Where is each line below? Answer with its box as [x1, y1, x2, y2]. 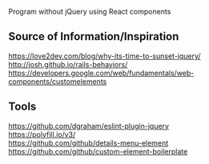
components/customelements [8, 76, 107, 86]
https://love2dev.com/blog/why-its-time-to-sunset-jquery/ [8, 51, 202, 61]
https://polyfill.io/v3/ [8, 130, 76, 139]
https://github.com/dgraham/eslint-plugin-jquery [8, 121, 170, 130]
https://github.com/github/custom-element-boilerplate [8, 146, 188, 156]
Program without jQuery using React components [8, 7, 171, 16]
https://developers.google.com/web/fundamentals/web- [8, 68, 195, 78]
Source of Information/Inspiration [8, 30, 179, 43]
